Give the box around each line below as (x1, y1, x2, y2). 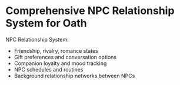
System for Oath (5, 16, 88, 30)
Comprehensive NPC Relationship (5, 4, 175, 18)
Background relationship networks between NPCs (14, 72, 135, 79)
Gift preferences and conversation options (14, 53, 117, 60)
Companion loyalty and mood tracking (14, 60, 107, 67)
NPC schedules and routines (14, 66, 84, 73)
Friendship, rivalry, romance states (14, 47, 98, 54)
